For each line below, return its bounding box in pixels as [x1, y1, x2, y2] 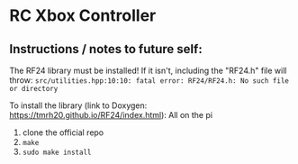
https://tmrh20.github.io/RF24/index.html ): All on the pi [9, 110, 213, 120]
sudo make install [22, 148, 92, 157]
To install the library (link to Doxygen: [9, 100, 148, 111]
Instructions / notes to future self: [9, 41, 203, 57]
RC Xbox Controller [9, 5, 157, 26]
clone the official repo [22, 127, 104, 138]
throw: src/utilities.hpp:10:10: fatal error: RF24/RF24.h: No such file [9, 75, 290, 86]
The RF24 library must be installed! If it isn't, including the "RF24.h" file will [9, 65, 287, 76]
